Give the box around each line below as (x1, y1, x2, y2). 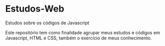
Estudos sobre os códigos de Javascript (5, 20, 90, 26)
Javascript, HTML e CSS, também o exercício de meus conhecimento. (5, 35, 152, 41)
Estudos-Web (5, 3, 64, 15)
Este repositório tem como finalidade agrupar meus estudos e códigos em (5, 29, 160, 35)
